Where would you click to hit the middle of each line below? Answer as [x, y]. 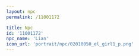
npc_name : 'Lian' [28, 39]
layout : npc [21, 11]
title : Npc [20, 28]
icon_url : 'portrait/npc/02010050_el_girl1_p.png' [70, 44]
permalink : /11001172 [33, 17]
